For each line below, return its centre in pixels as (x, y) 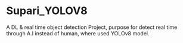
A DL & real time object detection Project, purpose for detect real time (92, 27)
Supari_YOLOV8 (47, 11)
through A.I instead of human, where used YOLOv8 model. (78, 33)
